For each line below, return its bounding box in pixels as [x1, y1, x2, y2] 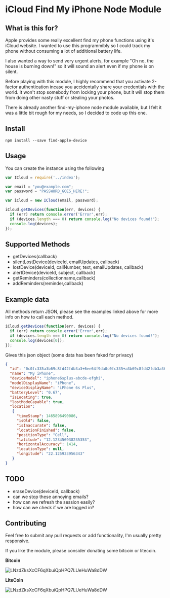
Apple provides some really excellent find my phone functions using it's [5, 37, 154, 43]
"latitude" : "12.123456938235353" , [16, 437, 92, 442]
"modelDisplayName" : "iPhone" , [10, 380, 76, 385]
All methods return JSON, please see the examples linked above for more [5, 308, 158, 315]
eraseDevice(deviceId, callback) [12, 488, 80, 494]
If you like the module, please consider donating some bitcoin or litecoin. [5, 548, 157, 554]
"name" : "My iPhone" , [10, 371, 56, 376]
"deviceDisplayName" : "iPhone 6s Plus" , [10, 385, 96, 390]
